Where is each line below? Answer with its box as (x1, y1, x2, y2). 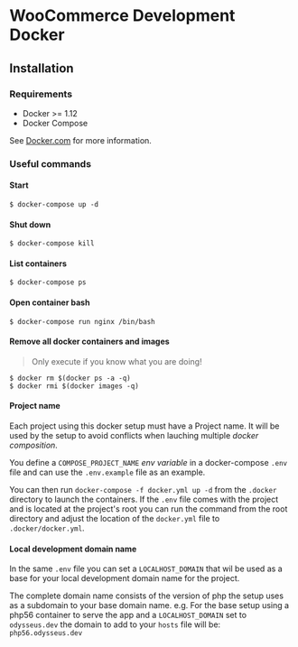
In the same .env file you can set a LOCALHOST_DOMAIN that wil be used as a (9, 563, 283, 574)
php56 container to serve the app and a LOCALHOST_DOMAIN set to (9, 610, 247, 621)
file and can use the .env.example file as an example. (9, 467, 206, 478)
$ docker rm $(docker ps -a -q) (9, 374, 131, 383)
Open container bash (9, 297, 90, 308)
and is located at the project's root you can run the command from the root (9, 504, 288, 514)
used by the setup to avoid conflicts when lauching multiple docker (9, 430, 259, 441)
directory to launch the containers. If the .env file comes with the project (9, 494, 279, 505)
